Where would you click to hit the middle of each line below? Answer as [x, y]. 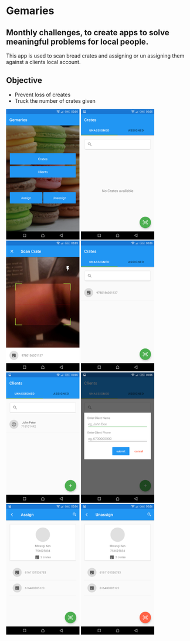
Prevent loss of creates [43, 95]
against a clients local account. [43, 62]
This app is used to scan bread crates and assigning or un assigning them [95, 56]
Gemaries [30, 11]
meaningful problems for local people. [77, 41]
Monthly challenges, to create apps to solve [88, 33]
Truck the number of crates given [55, 100]
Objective [24, 80]
